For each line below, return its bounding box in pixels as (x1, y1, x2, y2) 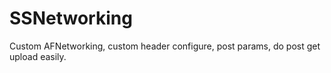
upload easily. (9, 50, 67, 62)
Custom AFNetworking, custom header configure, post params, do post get (9, 40, 321, 52)
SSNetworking (9, 7, 133, 30)
